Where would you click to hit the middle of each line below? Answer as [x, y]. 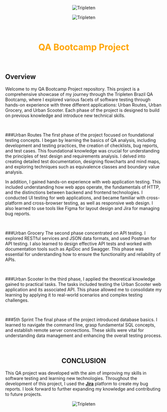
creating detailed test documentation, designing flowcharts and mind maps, [83, 161]
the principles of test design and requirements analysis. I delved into [75, 156]
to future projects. [24, 394]
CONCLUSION [84, 361]
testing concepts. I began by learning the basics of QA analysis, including [81, 140]
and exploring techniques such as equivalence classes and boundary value [82, 166]
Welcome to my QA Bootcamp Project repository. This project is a [72, 89]
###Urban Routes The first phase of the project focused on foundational [80, 134]
